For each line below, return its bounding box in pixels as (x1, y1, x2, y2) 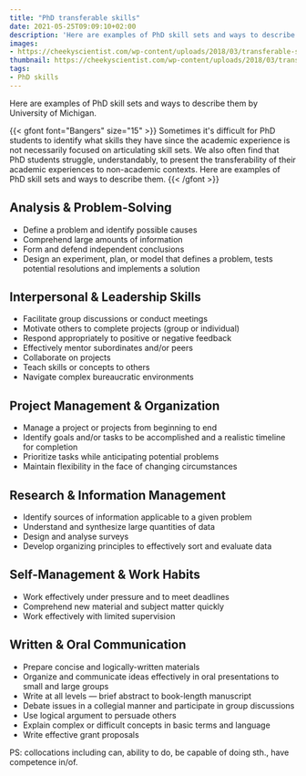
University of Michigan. (9, 107, 97, 119)
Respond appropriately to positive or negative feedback (22, 333, 232, 344)
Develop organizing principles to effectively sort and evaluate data (22, 541, 272, 552)
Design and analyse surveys (22, 531, 129, 542)
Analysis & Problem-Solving (9, 200, 172, 215)
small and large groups (22, 680, 109, 691)
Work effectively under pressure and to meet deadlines (22, 591, 229, 602)
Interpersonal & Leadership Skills (9, 289, 202, 305)
